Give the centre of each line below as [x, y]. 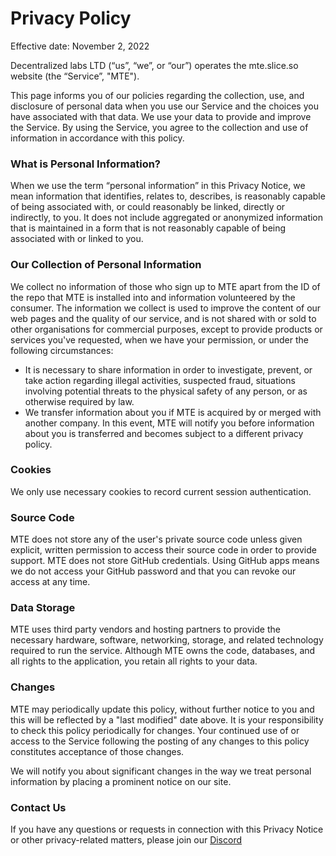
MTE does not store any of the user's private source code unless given [156, 539]
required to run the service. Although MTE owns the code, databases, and [163, 651]
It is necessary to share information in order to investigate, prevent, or [168, 369]
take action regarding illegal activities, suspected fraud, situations [160, 380]
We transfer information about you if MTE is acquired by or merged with [173, 412]
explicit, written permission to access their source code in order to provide [163, 550]
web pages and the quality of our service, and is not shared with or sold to [163, 318]
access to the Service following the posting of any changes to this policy [160, 741]
